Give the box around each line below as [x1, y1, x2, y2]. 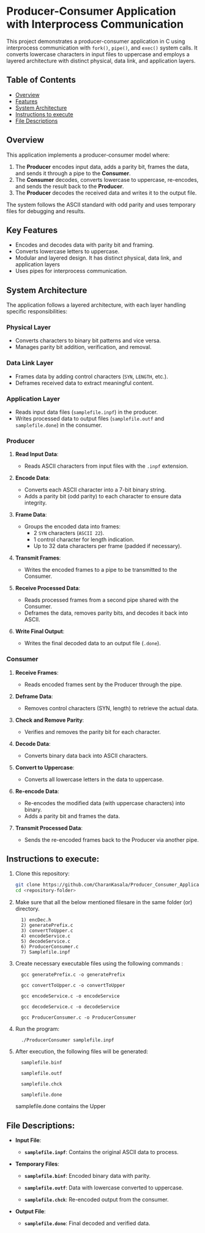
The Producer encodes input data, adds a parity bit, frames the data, [15, 163, 190, 170]
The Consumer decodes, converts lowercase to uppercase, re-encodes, [15, 176, 199, 183]
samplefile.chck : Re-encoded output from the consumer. [24, 1196, 170, 1204]
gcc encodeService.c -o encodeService [21, 993, 120, 999]
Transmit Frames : [15, 554, 61, 561]
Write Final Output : [15, 628, 65, 635]
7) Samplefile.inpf [21, 949, 70, 956]
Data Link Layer [6, 359, 54, 367]
